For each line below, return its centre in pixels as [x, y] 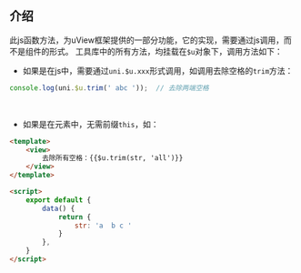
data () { [59, 208]
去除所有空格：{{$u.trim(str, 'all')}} [113, 158]
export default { [59, 200]
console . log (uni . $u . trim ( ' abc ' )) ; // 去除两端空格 [109, 88]
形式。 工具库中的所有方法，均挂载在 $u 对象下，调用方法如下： [166, 51]
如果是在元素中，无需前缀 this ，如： [90, 124]
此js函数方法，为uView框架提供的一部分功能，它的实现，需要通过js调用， [147, 40]
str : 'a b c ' [103, 226]
